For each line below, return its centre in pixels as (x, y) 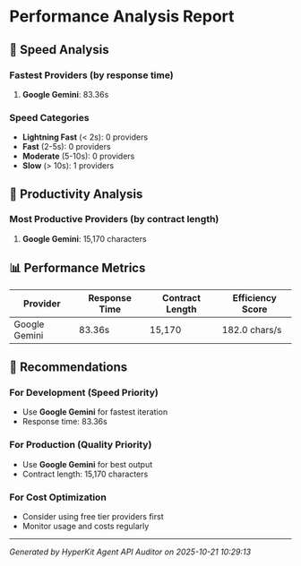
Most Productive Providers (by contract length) (114, 219)
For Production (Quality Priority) (81, 445)
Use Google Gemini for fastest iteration (95, 412)
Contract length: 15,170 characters (85, 474)
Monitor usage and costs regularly (86, 526)
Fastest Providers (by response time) (91, 75)
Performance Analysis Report (122, 17)
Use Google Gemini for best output (87, 464)
